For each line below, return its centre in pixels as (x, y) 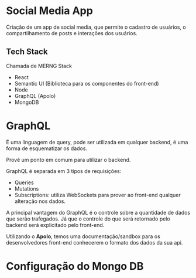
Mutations (27, 188)
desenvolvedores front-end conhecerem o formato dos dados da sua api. (94, 242)
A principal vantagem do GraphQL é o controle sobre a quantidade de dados (98, 212)
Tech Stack (27, 52)
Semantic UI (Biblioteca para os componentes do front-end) (87, 83)
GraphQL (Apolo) (35, 96)
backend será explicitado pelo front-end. (55, 225)
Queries (24, 182)
